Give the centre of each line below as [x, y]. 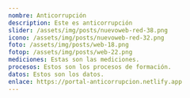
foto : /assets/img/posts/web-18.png [68, 45]
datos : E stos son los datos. [56, 74]
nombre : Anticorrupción [47, 15]
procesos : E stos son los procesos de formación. [90, 67]
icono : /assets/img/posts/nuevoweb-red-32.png [86, 38]
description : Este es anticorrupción [70, 23]
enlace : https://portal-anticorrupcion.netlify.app [95, 81]
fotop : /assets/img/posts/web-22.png [70, 52]
